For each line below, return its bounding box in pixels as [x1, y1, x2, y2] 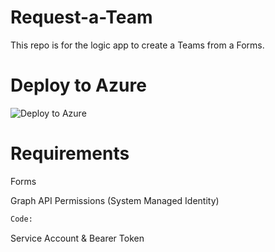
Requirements [10, 142, 130, 165]
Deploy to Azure [10, 74, 147, 97]
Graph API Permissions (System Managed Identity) [10, 194, 220, 206]
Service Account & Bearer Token [10, 232, 145, 244]
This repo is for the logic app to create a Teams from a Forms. [10, 39, 265, 51]
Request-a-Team [10, 6, 153, 29]
